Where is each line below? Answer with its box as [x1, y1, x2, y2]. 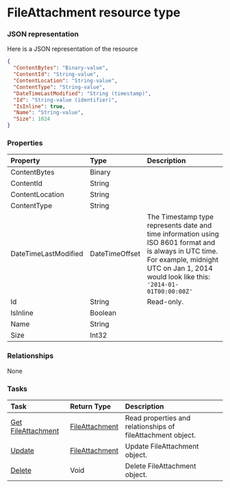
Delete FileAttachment [125, 461, 196, 471]
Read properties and [125, 413, 191, 423]
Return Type [69, 402, 112, 411]
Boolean [90, 308, 117, 318]
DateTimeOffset [90, 249, 140, 259]
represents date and [146, 221, 212, 231]
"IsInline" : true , [13, 103, 66, 110]
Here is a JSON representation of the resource [7, 45, 138, 53]
